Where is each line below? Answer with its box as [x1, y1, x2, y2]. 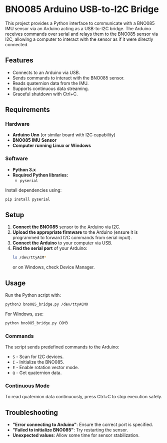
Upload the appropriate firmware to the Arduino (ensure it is [12, 229, 138, 235]
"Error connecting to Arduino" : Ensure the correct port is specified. [12, 421, 153, 428]
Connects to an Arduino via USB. [12, 69, 80, 75]
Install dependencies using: [5, 187, 62, 193]
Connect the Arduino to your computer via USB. [12, 240, 112, 246]
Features [5, 56, 33, 65]
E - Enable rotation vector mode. [12, 365, 79, 371]
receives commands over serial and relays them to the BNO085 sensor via [5, 31, 158, 37]
